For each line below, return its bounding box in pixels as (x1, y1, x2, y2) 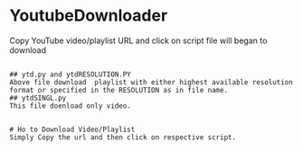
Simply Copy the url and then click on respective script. (9, 132, 237, 142)
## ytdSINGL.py (9, 93, 67, 102)
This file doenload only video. (9, 101, 131, 111)
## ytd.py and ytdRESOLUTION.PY (9, 69, 131, 79)
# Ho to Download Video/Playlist (9, 125, 136, 134)
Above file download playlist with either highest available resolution (9, 77, 294, 86)
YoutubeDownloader (9, 5, 168, 26)
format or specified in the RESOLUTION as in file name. (9, 85, 229, 94)
